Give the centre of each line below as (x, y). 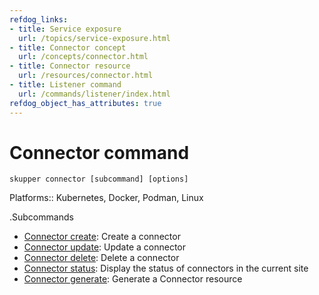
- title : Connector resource (70, 66)
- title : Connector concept (68, 47)
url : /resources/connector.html (86, 76)
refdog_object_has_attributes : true (85, 103)
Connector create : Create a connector (102, 237)
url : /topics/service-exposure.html (94, 38)
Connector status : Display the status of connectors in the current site (166, 268)
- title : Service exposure (65, 29)
